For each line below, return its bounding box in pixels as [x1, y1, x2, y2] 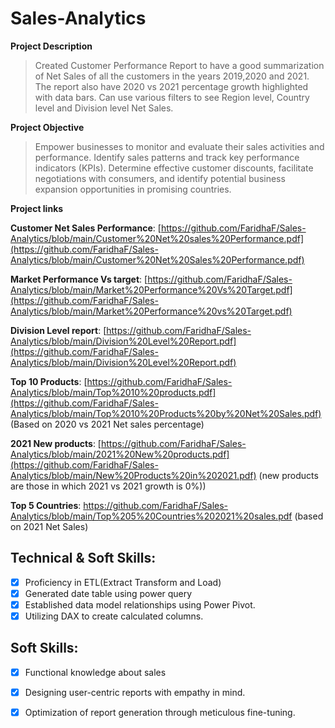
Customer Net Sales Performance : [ [10, 222, 162, 234]
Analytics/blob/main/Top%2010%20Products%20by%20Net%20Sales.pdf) [10, 407, 322, 419]
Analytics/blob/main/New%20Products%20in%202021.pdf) [10, 469, 257, 481]
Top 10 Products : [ [10, 375, 88, 387]
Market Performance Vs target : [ [10, 273, 148, 285]
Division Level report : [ [10, 324, 107, 336]
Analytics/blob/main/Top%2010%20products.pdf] [10, 386, 217, 398]
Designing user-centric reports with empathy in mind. [24, 686, 246, 698]
